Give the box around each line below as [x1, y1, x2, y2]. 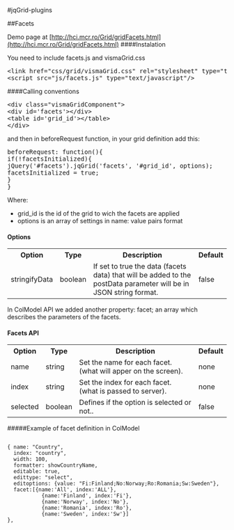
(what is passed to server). [79, 386, 167, 396]
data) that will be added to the [93, 271, 192, 280]
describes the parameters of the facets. [7, 313, 121, 321]
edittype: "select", [13, 474, 73, 481]
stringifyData [10, 275, 54, 284]
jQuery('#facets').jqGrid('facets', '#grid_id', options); [7, 162, 214, 170]
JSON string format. [93, 288, 159, 298]
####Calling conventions [7, 87, 80, 95]
